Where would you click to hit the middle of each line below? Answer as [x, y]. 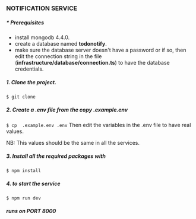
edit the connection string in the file [58, 56]
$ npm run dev [24, 198]
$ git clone [21, 97]
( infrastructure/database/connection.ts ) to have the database [92, 62]
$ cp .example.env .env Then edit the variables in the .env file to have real [99, 125]
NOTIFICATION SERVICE [42, 8]
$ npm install [24, 170]
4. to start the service [33, 184]
